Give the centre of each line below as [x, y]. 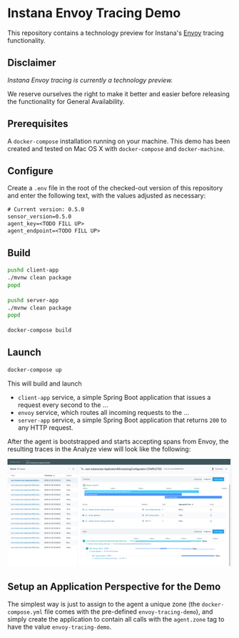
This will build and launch [45, 384]
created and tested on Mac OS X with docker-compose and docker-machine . [116, 148]
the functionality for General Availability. [66, 101]
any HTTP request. [45, 427]
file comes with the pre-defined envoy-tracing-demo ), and [128, 612]
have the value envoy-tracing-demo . [60, 627]
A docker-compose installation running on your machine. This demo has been [119, 141]
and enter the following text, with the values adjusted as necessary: [107, 196]
